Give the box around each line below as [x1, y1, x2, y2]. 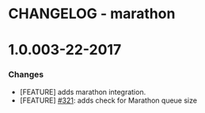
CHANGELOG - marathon [8, 5, 176, 23]
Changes [8, 69, 44, 80]
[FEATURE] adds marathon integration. [19, 87, 146, 96]
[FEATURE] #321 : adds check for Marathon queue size [19, 96, 198, 105]
